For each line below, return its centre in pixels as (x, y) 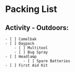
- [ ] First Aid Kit (27, 65)
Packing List (31, 9)
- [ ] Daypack (20, 43)
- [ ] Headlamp (21, 56)
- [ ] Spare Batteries (47, 61)
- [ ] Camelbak (21, 39)
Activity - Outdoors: (37, 28)
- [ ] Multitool (31, 48)
